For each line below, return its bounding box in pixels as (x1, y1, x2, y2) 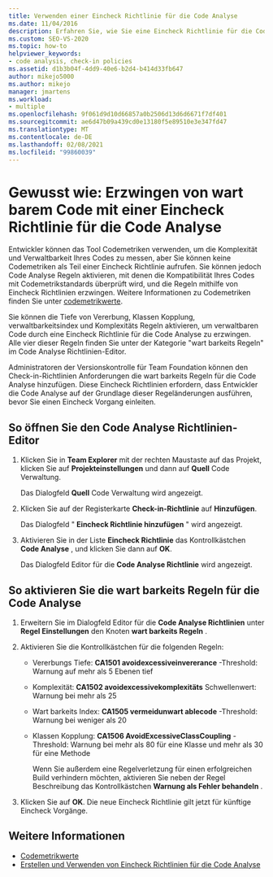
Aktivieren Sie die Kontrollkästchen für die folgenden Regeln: (19, 642, 224, 652)
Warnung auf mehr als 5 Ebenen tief (32, 666, 154, 676)
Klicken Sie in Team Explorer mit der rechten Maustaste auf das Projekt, (19, 455, 262, 465)
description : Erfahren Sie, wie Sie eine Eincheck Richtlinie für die (8, 27, 253, 35)
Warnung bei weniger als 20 (32, 715, 128, 725)
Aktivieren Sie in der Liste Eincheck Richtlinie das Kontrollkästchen (19, 535, 246, 545)
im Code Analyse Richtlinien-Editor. (8, 347, 127, 356)
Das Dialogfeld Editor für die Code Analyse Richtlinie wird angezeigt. (19, 560, 253, 569)
